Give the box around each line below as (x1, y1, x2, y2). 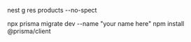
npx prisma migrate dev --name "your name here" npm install (7, 20, 185, 27)
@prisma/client (7, 27, 51, 35)
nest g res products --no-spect (7, 6, 97, 14)
